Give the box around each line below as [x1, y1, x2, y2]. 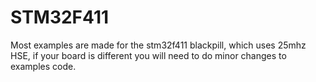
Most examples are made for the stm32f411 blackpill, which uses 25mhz [10, 39, 307, 51]
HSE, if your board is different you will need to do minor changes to [10, 49, 287, 61]
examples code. [10, 60, 77, 72]
